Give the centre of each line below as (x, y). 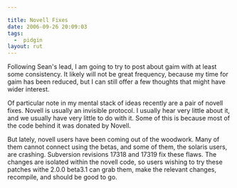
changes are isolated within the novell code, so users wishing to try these (115, 162)
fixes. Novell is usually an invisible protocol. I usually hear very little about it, (118, 111)
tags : (15, 33)
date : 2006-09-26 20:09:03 (47, 27)
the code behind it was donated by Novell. (69, 126)
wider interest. (28, 89)
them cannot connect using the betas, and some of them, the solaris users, (117, 147)
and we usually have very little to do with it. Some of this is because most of (118, 118)
